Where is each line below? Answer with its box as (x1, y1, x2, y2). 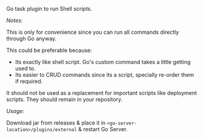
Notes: (6, 17, 23, 24)
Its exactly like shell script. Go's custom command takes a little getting (15, 59, 191, 65)
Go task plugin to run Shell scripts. (6, 5, 93, 12)
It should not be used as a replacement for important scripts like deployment (6, 89, 197, 96)
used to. (15, 65, 36, 72)
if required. (15, 78, 43, 85)
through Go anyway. (6, 35, 57, 42)
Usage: (6, 108, 25, 114)
